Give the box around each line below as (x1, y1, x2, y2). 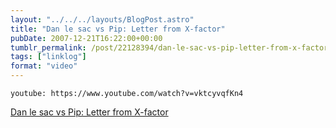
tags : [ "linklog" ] (10, 52, 87, 62)
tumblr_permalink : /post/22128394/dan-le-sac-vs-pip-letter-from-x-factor (10, 42, 329, 53)
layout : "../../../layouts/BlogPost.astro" (10, 14, 195, 25)
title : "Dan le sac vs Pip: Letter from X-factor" (10, 24, 226, 34)
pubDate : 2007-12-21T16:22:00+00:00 (10, 33, 163, 43)
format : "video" (10, 61, 78, 71)
